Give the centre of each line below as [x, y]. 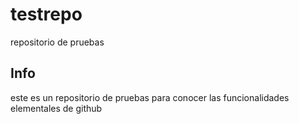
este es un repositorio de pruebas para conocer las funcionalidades [150, 97]
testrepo [46, 14]
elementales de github [56, 108]
